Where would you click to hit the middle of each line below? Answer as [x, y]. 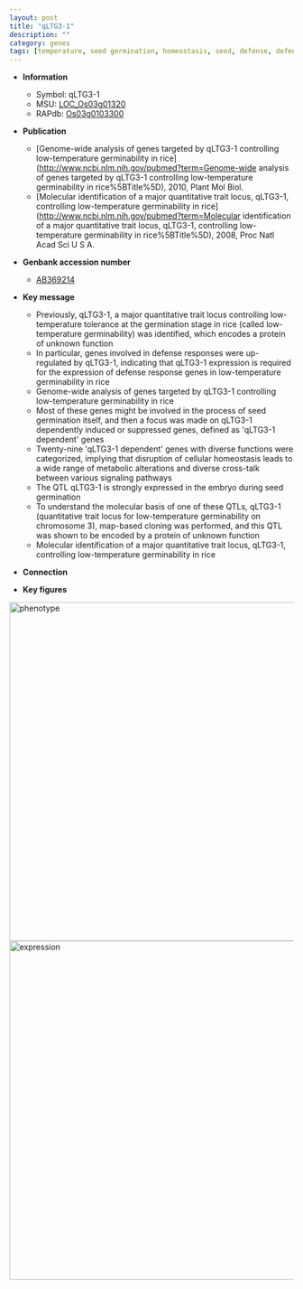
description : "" [40, 34]
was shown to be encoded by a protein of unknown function [147, 536]
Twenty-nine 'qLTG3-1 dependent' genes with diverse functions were [165, 449]
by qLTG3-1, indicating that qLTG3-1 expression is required [182, 363]
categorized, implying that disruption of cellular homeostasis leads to [164, 459]
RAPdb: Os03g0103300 [80, 114]
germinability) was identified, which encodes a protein [185, 334]
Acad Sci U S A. [65, 245]
